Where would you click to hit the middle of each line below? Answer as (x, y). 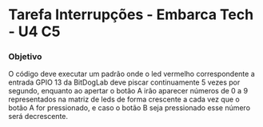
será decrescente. (38, 117)
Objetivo (25, 57)
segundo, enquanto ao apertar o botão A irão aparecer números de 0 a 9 (128, 91)
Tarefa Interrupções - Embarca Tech (131, 15)
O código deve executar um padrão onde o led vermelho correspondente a (132, 74)
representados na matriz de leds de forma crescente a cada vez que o (124, 99)
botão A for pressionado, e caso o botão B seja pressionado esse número (129, 108)
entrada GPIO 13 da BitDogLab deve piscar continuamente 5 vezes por (124, 82)
